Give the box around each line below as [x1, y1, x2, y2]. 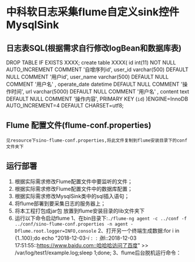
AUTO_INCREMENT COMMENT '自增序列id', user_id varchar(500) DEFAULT [6, 66, 189, 73]
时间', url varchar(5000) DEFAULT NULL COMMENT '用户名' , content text [11, 88, 190, 95]
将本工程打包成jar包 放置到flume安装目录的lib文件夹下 [14, 207, 145, 214]
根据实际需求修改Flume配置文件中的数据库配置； [14, 185, 133, 192]
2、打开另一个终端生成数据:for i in [97, 227, 180, 234]
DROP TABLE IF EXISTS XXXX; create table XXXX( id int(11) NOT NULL [6, 59, 176, 66]
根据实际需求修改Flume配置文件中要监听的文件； [14, 177, 133, 185]
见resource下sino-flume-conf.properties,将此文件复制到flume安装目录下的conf [6, 137, 188, 143]
